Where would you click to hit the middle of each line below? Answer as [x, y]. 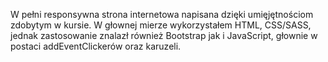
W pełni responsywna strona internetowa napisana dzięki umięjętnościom [162, 14]
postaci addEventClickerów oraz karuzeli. [96, 46]
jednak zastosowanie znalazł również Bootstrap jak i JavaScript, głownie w [164, 35]
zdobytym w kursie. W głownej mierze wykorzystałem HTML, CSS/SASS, [161, 25]
